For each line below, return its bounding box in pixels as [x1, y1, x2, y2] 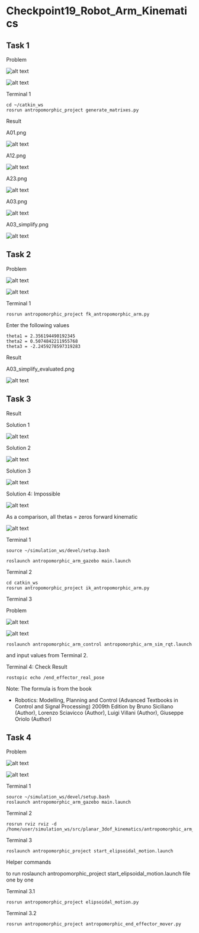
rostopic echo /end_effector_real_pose [6, 675, 105, 680]
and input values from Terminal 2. [6, 651, 88, 659]
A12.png [6, 152, 26, 159]
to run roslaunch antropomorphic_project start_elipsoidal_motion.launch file [6, 870, 191, 877]
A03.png [6, 198, 28, 205]
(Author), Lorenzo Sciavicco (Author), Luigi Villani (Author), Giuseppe [14, 709, 184, 716]
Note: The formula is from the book [6, 685, 92, 692]
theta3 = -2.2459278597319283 [6, 343, 81, 349]
